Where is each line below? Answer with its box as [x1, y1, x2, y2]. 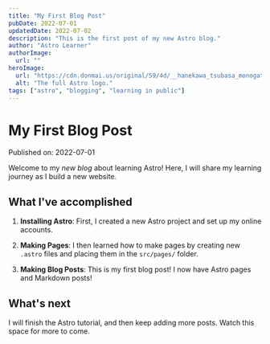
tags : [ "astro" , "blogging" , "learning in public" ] [8, 86, 185, 95]
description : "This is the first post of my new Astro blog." [8, 34, 221, 43]
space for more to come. [8, 326, 90, 336]
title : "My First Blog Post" [8, 11, 106, 20]
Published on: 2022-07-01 [8, 148, 95, 158]
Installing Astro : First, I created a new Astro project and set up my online [19, 216, 262, 226]
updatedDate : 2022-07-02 [8, 27, 92, 35]
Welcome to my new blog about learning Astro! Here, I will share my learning [8, 163, 262, 173]
